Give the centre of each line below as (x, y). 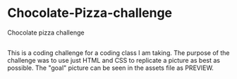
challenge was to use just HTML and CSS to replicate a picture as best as (114, 61)
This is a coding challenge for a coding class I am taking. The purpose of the (119, 53)
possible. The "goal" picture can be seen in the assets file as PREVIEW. (110, 68)
